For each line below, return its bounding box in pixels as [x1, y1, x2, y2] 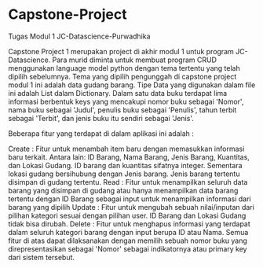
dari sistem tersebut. [8, 252, 75, 262]
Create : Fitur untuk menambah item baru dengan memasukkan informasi [8, 144, 245, 153]
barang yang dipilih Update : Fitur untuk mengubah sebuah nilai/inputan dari [8, 202, 255, 211]
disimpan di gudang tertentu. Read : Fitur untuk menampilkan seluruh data [8, 177, 248, 186]
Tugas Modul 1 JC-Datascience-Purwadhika [8, 31, 151, 41]
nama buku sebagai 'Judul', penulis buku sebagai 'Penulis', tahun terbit [8, 105, 237, 115]
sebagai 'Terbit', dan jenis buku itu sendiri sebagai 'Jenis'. [8, 113, 194, 123]
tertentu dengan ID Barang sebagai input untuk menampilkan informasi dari [8, 194, 251, 204]
